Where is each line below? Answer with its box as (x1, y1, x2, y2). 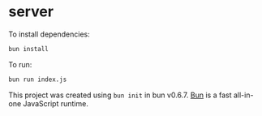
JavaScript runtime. (23, 98, 89, 108)
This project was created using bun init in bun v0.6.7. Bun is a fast (8, 90, 232, 100)
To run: (8, 59, 32, 69)
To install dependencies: (8, 29, 91, 39)
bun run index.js (8, 75, 67, 84)
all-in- (233, 90, 254, 100)
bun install (8, 45, 49, 53)
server (8, 2, 54, 21)
